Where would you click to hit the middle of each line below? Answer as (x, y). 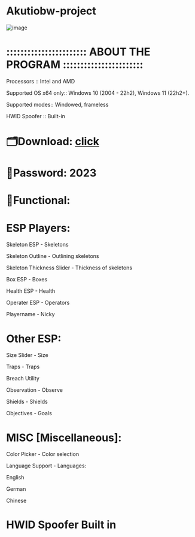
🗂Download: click (53, 142)
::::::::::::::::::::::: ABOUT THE (78, 52)
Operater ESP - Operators (38, 303)
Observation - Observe (35, 390)
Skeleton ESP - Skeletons (37, 245)
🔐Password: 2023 (51, 173)
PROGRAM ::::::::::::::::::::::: (75, 65)
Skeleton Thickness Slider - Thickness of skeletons (69, 268)
